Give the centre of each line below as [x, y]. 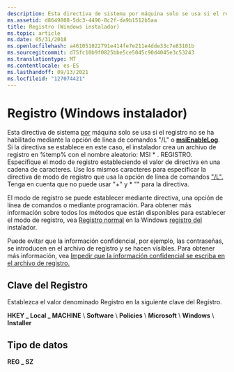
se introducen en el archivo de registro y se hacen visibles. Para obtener [111, 248]
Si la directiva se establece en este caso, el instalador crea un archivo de [112, 147]
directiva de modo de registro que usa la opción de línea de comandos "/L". [115, 177]
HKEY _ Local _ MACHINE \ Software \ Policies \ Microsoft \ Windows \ [111, 315]
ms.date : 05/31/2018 [37, 40]
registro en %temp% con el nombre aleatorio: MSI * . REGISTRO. [100, 155]
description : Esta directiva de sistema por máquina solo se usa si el [113, 14]
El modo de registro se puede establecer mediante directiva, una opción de [115, 198]
